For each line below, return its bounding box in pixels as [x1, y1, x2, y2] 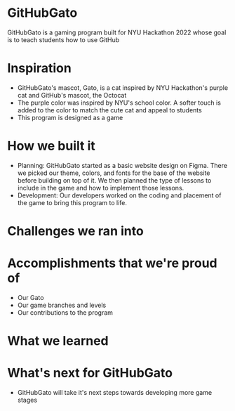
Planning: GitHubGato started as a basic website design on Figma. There [17, 161, 228, 169]
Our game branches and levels [17, 301, 107, 309]
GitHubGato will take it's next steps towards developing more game [17, 389, 213, 397]
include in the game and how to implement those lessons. [17, 183, 184, 192]
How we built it [7, 138, 96, 154]
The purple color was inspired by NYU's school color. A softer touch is [17, 98, 221, 107]
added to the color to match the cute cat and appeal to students [17, 105, 202, 114]
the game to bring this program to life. [17, 198, 128, 207]
